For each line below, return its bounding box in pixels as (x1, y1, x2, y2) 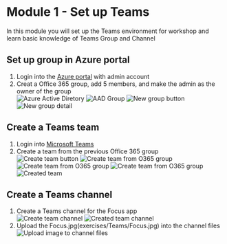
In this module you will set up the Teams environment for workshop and (6, 27, 209, 35)
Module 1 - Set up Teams (6, 4, 150, 20)
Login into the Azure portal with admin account (16, 72, 150, 80)
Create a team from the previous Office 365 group (16, 147, 159, 155)
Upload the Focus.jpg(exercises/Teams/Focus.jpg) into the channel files (16, 221, 221, 230)
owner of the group (16, 87, 72, 95)
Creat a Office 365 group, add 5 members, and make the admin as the (16, 80, 215, 88)
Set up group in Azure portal (6, 54, 130, 66)
